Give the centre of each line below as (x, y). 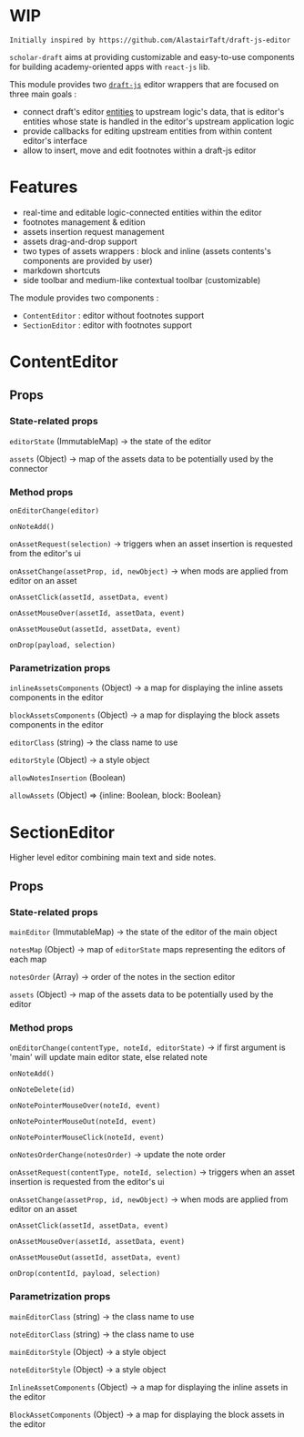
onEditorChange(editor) (55, 511)
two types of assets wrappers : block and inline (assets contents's (147, 250)
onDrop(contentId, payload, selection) (85, 1274)
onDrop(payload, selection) (63, 646)
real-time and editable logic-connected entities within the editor (142, 212)
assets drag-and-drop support (80, 241)
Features (44, 187)
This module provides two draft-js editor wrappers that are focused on (144, 84)
